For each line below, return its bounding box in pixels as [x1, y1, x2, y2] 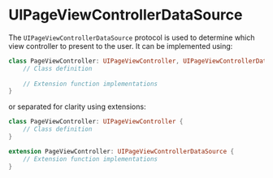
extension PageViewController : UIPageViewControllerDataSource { [8, 147, 234, 155]
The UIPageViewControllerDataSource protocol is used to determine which [8, 33, 255, 42]
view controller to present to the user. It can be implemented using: [8, 41, 233, 50]
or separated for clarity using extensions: [8, 102, 146, 111]
